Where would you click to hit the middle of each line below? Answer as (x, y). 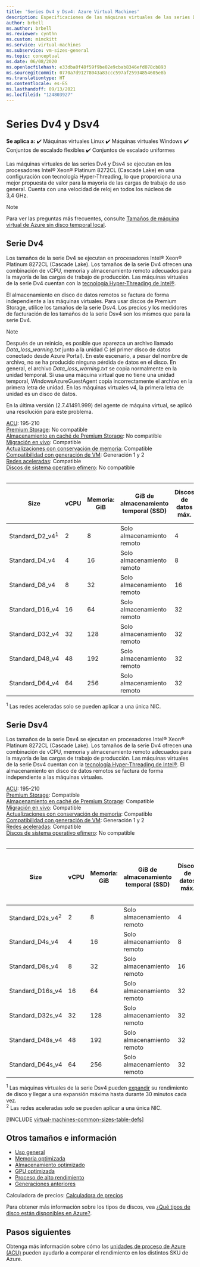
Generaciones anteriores (45, 1184)
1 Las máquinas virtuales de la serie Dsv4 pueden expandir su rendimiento (97, 1087)
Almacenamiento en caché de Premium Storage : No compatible (84, 436)
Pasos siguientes (39, 1232)
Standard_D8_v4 (32, 585)
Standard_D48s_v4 (36, 1040)
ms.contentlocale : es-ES (37, 84)
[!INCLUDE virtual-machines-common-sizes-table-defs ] (75, 1119)
